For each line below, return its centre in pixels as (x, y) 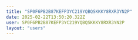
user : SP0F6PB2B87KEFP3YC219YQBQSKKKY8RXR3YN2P (65, 22)
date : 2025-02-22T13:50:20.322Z (46, 17)
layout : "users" (26, 28)
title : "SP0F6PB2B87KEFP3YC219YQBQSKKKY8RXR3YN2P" (69, 11)
